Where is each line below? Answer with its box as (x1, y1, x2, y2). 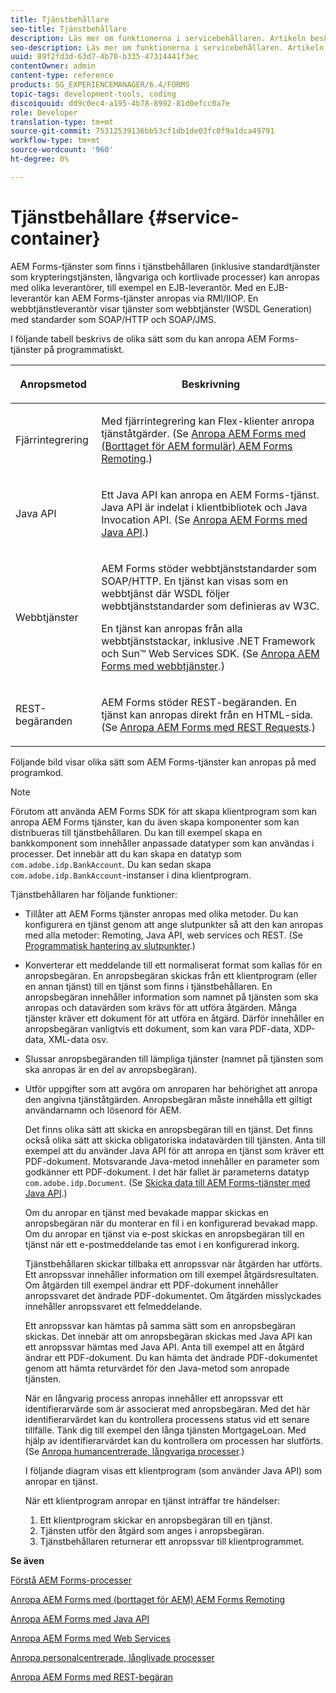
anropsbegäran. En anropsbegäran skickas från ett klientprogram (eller (24, 969, 318, 981)
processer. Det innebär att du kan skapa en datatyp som (10, 847, 242, 860)
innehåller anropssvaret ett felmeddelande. (24, 1300, 203, 1312)
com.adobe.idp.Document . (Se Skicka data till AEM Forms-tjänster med (24, 1176, 311, 1188)
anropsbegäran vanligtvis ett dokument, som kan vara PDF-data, (24, 1022, 292, 1035)
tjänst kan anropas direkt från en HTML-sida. (101, 707, 314, 721)
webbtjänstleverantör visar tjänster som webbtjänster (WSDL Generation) (10, 302, 313, 315)
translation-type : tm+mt (10, 117, 114, 127)
